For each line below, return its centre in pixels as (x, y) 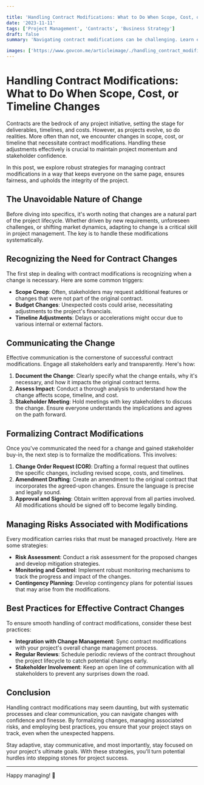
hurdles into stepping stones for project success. (67, 758)
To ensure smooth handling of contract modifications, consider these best (99, 623)
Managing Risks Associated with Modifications (97, 524)
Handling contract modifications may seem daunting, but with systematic (98, 707)
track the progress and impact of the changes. (73, 576)
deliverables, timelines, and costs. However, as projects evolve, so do (93, 130)
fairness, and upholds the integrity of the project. (68, 180)
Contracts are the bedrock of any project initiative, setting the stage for (95, 123)
